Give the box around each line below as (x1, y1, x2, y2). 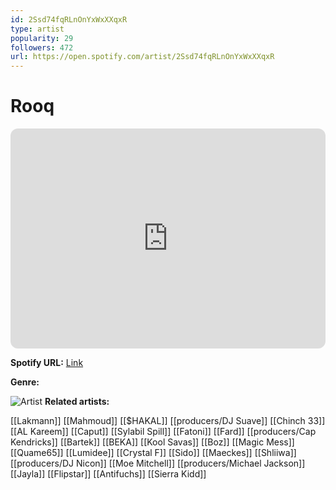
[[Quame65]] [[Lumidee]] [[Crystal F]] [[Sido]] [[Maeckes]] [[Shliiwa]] (10, 447, 297, 459)
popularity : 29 (10, 33, 74, 43)
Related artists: (44, 396, 110, 408)
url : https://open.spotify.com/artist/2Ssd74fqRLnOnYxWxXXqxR (10, 52, 275, 62)
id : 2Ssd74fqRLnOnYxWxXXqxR (10, 14, 128, 25)
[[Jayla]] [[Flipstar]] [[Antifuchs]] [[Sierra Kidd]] (10, 468, 207, 480)
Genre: (10, 376, 40, 388)
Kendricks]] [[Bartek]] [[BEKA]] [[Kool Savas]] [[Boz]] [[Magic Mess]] (10, 436, 295, 448)
